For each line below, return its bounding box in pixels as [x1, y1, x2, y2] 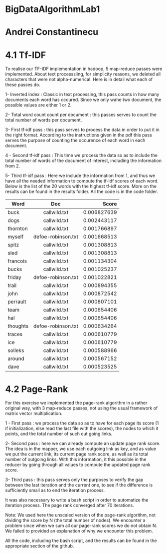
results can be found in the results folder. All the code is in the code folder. [5, 188, 159, 194]
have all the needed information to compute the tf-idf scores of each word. [5, 178, 159, 184]
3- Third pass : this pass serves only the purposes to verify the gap [5, 476, 144, 483]
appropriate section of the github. [5, 543, 74, 549]
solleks [7, 347, 24, 354]
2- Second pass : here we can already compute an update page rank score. [5, 440, 161, 446]
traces [7, 331, 23, 338]
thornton [7, 225, 28, 232]
